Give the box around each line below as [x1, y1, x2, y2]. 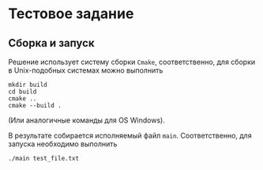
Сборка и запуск [8, 36, 95, 50]
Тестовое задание [8, 5, 134, 23]
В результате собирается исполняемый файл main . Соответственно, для [8, 131, 252, 140]
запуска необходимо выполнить [8, 139, 118, 149]
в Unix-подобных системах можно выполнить [8, 66, 163, 75]
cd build [8, 88, 37, 96]
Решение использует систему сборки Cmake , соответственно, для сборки [8, 57, 256, 66]
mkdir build [8, 81, 47, 89]
